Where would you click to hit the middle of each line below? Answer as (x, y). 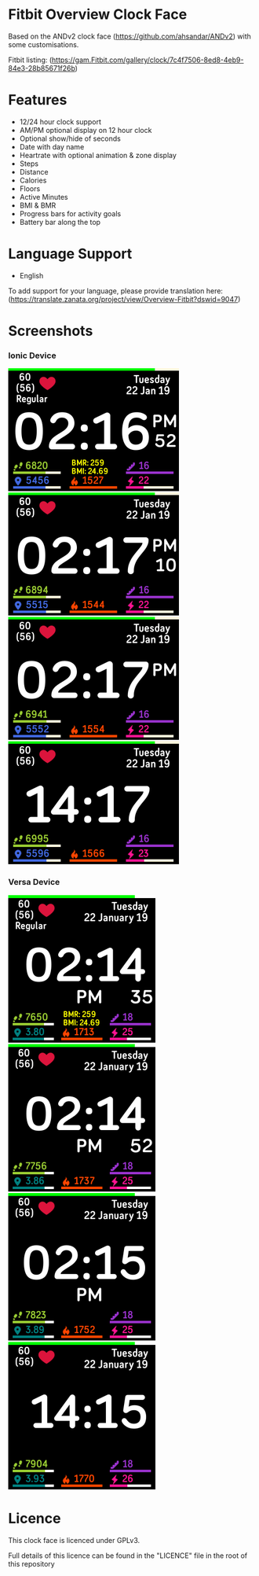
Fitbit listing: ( (30, 60)
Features (38, 100)
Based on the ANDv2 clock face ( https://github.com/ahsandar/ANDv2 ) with (129, 36)
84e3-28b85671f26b (42, 68)
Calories (33, 180)
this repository (31, 1563)
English (31, 275)
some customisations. (44, 44)
